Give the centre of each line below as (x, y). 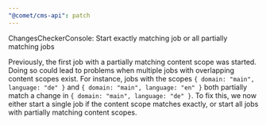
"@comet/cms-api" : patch (49, 15)
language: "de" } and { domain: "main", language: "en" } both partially (128, 87)
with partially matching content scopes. (73, 112)
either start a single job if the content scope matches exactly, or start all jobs (133, 104)
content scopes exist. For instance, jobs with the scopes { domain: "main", (131, 78)
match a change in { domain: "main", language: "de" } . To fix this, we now (132, 95)
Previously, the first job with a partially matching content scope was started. (132, 62)
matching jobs (31, 46)
